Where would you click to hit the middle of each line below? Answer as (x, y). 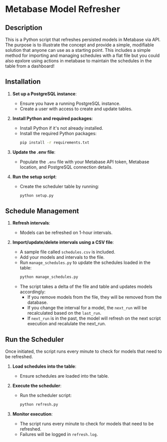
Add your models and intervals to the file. (62, 257)
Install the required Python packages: (58, 133)
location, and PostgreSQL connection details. (66, 167)
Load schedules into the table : (44, 366)
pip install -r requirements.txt (55, 142)
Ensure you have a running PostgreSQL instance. (70, 103)
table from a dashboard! (30, 66)
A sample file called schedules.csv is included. (68, 252)
